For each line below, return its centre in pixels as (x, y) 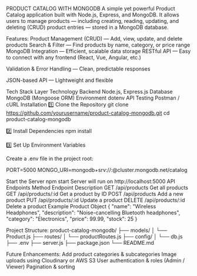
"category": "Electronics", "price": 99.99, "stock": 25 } (72, 219)
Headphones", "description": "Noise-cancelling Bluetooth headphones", (93, 212)
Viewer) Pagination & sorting (41, 267)
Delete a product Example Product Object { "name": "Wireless (81, 206)
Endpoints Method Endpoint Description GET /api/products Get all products (97, 187)
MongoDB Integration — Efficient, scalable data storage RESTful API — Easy (98, 51)
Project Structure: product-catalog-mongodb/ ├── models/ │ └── (87, 230)
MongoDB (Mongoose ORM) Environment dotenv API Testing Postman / (93, 98)
